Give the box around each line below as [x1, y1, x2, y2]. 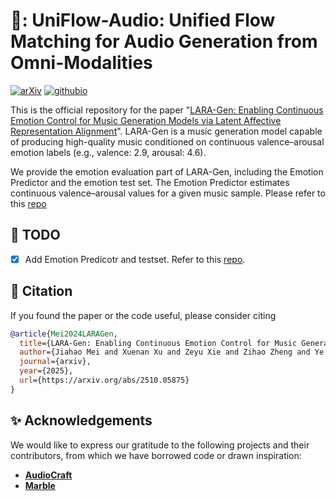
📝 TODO [10, 227, 61, 244]
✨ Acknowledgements [10, 412, 153, 429]
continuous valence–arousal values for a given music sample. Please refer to [10, 187, 326, 199]
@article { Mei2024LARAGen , [10, 329, 118, 339]
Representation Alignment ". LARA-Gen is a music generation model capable [10, 125, 323, 137]
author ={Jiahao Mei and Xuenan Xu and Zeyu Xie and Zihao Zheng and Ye [19, 347, 325, 358]
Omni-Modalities [10, 52, 153, 74]
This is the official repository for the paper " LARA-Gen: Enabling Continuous [10, 104, 324, 116]
